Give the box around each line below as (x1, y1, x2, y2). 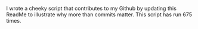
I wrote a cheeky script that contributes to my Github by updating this (6, 5, 177, 12)
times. (6, 17, 21, 24)
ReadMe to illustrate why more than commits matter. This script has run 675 (6, 11, 193, 18)
